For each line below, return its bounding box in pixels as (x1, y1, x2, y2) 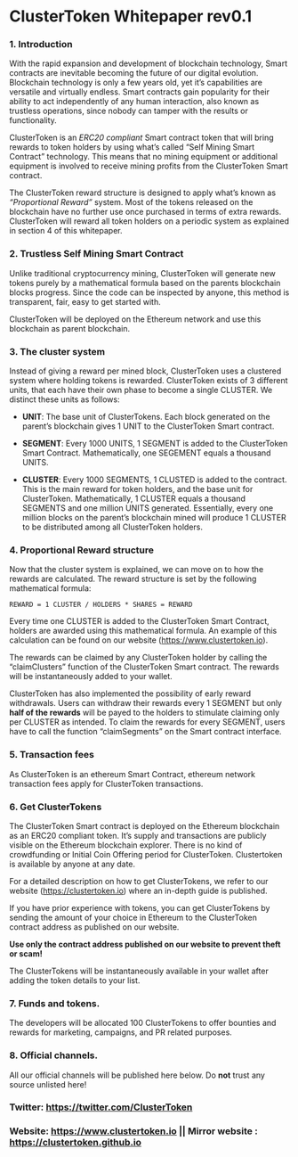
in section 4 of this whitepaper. (9, 226, 123, 236)
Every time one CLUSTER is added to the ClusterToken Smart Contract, (9, 616, 270, 627)
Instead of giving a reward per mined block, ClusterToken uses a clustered (9, 365, 282, 376)
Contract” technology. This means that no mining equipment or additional (9, 152, 278, 162)
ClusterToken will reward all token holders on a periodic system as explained (9, 216, 289, 226)
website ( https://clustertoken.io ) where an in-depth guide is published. (9, 885, 268, 896)
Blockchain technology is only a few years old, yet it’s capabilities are (9, 78, 262, 88)
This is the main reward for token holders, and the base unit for (21, 484, 254, 495)
